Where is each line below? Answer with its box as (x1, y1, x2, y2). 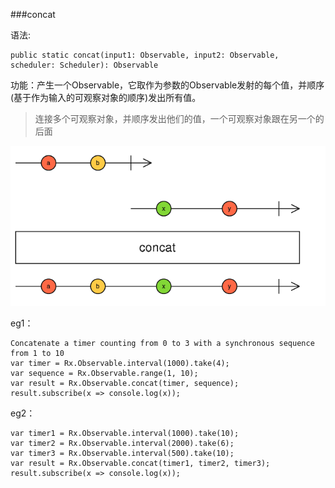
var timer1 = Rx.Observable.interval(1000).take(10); (10, 429, 240, 439)
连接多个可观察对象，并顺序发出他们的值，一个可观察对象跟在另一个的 (34, 113, 325, 124)
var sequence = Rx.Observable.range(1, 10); (10, 369, 199, 379)
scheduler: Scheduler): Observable (10, 60, 159, 70)
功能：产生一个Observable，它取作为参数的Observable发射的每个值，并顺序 (10, 79, 325, 91)
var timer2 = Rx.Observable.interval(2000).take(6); (10, 439, 235, 449)
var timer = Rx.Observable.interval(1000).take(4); (10, 359, 230, 369)
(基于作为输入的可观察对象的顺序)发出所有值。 (10, 92, 202, 103)
